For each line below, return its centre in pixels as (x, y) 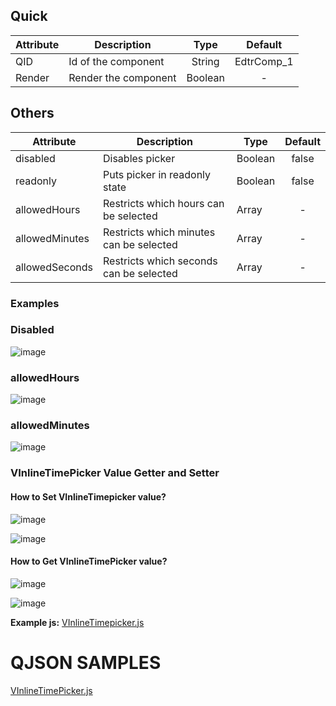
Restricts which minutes (159, 232)
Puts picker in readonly (157, 174)
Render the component (122, 77)
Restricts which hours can (164, 203)
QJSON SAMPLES (86, 662)
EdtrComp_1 (264, 61)
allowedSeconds (54, 267)
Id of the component (116, 61)
